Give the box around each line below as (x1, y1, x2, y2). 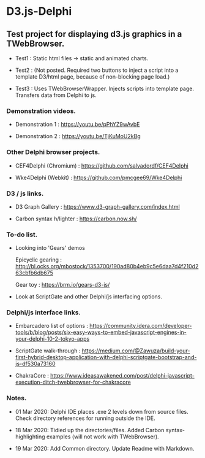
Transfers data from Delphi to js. (15, 91, 97, 99)
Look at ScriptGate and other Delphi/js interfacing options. (15, 293, 162, 300)
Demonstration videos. (6, 106, 76, 115)
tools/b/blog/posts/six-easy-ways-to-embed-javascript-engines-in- (15, 328, 187, 336)
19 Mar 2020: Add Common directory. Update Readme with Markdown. (15, 444, 195, 452)
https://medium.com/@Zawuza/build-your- (81, 347, 190, 354)
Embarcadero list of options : (15, 322, 89, 330)
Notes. (6, 394, 27, 403)
